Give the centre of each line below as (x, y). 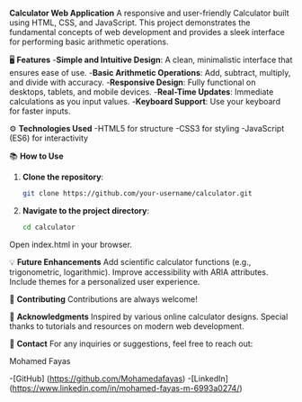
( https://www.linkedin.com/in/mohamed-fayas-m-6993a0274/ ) (126, 388)
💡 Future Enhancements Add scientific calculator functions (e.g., (130, 261)
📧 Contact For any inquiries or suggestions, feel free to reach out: (131, 343)
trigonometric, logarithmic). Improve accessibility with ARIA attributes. (139, 272)
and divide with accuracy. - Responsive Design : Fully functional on (133, 82)
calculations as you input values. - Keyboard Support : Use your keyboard (145, 101)
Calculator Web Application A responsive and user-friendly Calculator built (149, 13)
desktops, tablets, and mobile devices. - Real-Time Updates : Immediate (142, 92)
